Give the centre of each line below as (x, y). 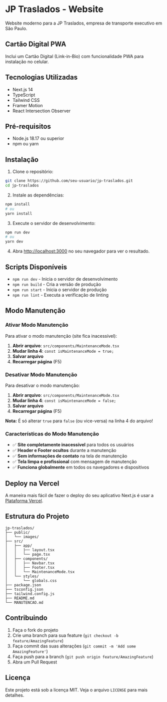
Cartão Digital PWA (36, 44)
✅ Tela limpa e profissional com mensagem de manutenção (74, 461)
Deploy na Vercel (32, 483)
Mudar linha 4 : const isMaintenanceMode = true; (63, 351)
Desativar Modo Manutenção (41, 374)
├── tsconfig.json (24, 589)
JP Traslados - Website (54, 9)
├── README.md (20, 598)
